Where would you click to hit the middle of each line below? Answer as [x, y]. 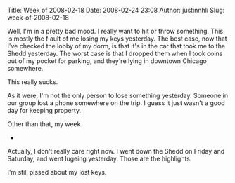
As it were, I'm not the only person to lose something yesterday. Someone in [118, 95]
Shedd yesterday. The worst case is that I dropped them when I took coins [115, 53]
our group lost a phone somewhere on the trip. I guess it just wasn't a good [116, 103]
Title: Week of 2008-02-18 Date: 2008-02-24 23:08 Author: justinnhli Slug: [116, 10]
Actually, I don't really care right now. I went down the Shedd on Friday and [116, 151]
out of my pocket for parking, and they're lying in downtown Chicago [107, 61]
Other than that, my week [44, 124]
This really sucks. [33, 82]
